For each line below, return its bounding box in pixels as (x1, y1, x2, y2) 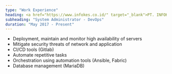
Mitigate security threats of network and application (12, 41, 122, 47)
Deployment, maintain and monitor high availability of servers (12, 36, 142, 42)
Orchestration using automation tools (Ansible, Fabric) (12, 57, 127, 64)
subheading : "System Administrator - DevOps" (5, 17, 104, 22)
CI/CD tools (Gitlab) (12, 46, 54, 53)
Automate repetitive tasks (12, 52, 67, 58)
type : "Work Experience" (5, 7, 58, 13)
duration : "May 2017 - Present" (5, 21, 74, 27)
